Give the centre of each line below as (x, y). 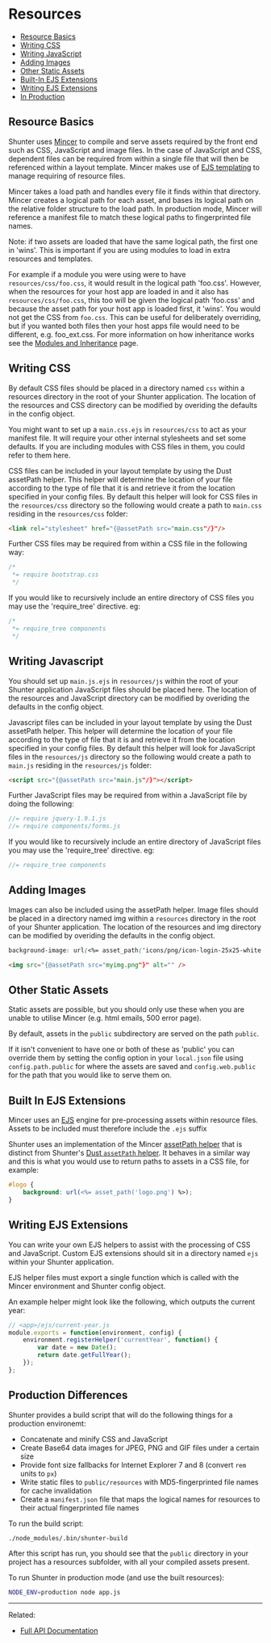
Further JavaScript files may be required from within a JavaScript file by (128, 795)
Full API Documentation (59, 1631)
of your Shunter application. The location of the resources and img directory (135, 927)
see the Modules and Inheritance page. (73, 343)
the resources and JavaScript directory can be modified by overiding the (129, 698)
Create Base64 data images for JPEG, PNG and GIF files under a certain (140, 1447)
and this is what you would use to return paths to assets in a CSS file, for (129, 1161)
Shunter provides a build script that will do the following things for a (121, 1414)
